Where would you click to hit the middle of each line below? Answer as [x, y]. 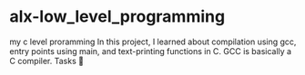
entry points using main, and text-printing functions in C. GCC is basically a [151, 51]
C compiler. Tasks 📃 [47, 61]
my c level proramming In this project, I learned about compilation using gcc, [153, 42]
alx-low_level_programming [117, 17]
